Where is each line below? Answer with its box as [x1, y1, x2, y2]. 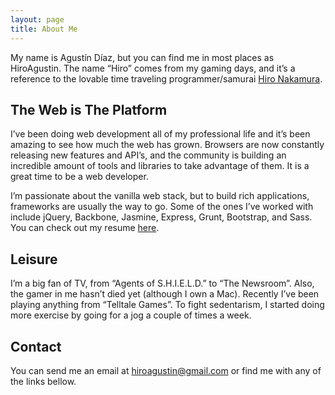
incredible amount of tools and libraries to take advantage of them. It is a [10, 160, 310, 172]
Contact [10, 338, 62, 355]
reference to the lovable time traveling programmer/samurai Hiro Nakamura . [10, 72, 323, 85]
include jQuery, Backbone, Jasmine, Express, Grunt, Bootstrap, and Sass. [10, 211, 313, 223]
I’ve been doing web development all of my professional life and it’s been [10, 128, 311, 140]
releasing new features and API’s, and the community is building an [10, 149, 287, 161]
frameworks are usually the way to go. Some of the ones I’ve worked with [10, 201, 314, 213]
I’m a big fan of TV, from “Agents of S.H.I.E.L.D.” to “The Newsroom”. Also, [10, 277, 315, 290]
